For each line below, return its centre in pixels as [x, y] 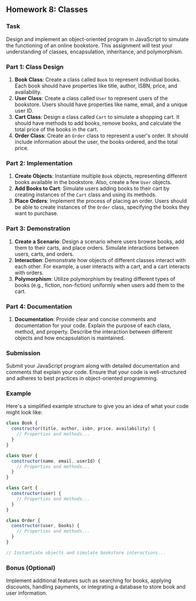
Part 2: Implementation [39, 163]
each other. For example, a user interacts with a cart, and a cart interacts [102, 266]
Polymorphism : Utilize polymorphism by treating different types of [95, 279]
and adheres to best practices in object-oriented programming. [82, 378]
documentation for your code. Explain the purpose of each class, [93, 325]
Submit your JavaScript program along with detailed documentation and [93, 366]
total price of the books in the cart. [56, 129]
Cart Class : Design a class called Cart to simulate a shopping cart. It [97, 117]
